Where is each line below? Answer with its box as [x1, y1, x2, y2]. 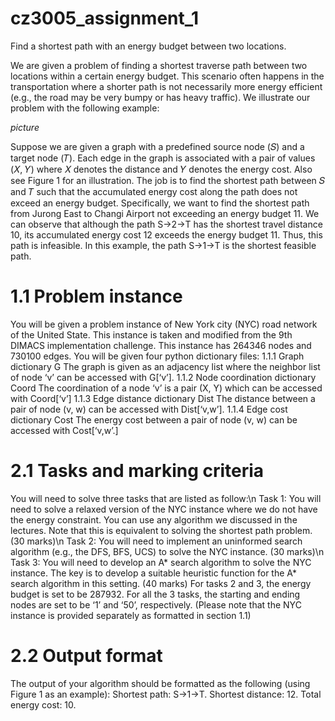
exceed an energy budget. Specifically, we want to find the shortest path [10, 197, 310, 209]
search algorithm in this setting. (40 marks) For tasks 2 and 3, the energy [10, 577, 312, 589]
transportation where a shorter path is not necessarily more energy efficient [10, 80, 323, 92]
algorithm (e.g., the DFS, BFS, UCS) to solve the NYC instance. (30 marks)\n [10, 545, 325, 557]
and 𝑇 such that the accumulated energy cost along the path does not [10, 185, 298, 197]
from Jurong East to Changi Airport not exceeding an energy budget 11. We [10, 207, 320, 219]
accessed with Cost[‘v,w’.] [10, 424, 119, 436]
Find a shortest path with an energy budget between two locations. [10, 40, 287, 52]
